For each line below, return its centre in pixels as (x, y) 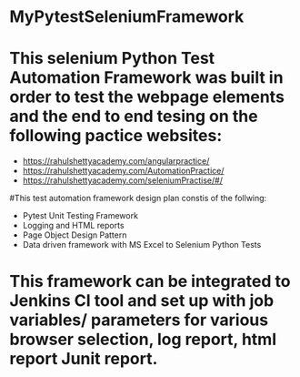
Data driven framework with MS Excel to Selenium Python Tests (142, 245)
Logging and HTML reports (73, 226)
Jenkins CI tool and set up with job (142, 301)
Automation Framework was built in (146, 78)
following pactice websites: (116, 136)
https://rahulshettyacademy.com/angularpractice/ (116, 161)
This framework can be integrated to (150, 282)
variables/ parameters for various (139, 320)
